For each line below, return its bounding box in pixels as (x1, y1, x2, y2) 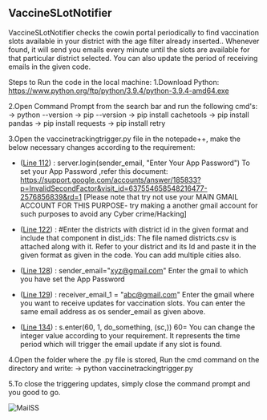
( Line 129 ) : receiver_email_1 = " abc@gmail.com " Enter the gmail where (19, 289, 255, 299)
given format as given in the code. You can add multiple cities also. (19, 250, 242, 260)
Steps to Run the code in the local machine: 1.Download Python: (8, 77, 220, 87)
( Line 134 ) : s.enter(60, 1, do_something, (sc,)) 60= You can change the (19, 322, 256, 332)
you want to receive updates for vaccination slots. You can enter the (19, 298, 246, 308)
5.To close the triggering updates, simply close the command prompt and (8, 378, 251, 388)
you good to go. (8, 387, 61, 397)
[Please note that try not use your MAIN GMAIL (83, 192, 239, 201)
